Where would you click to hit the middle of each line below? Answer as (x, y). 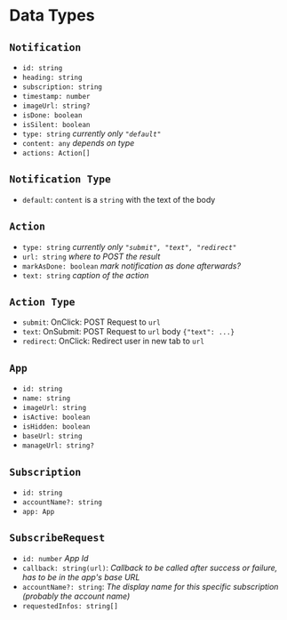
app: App (38, 512)
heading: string (52, 77)
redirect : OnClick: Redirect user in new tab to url (113, 341)
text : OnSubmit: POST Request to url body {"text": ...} (128, 332)
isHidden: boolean (56, 427)
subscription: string (62, 87)
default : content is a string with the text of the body (119, 199)
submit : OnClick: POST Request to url (92, 322)
